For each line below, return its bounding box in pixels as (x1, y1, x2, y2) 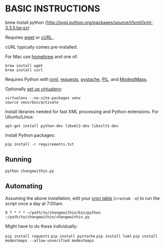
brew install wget (5, 63, 43, 68)
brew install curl (5, 68, 43, 73)
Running (5, 155, 32, 164)
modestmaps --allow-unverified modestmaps (5, 238, 94, 243)
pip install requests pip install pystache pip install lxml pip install (5, 234, 158, 239)
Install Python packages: (5, 132, 55, 138)
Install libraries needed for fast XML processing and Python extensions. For (5, 108, 159, 114)
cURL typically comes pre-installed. (5, 44, 78, 50)
